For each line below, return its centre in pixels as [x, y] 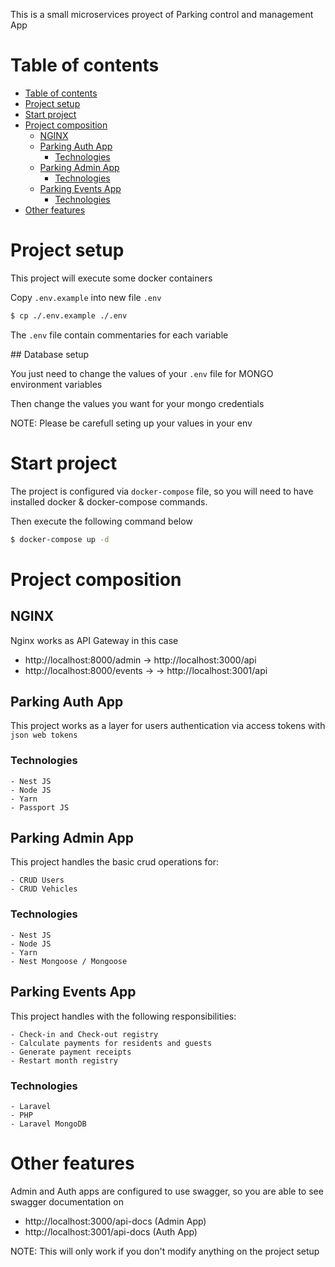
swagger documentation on [67, 1201]
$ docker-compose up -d [60, 539]
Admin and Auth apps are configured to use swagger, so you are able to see [167, 1191]
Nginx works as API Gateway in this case [94, 640]
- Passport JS [40, 807]
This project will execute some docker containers [111, 278]
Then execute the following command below [101, 521]
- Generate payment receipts [71, 1052]
